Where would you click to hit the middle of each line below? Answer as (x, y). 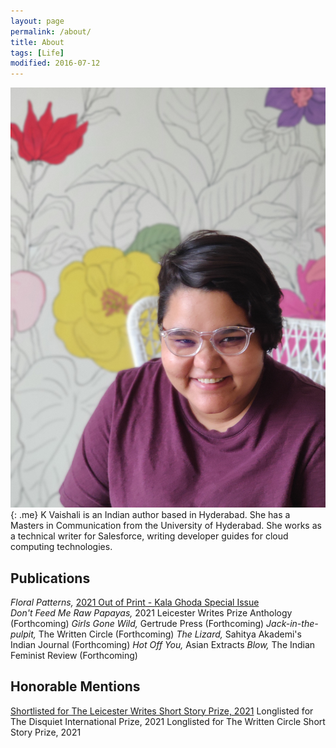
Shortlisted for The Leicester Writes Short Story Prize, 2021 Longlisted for (162, 711)
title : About (37, 42)
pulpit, (23, 634)
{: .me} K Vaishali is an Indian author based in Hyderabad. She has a (150, 515)
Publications (50, 578)
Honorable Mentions (75, 686)
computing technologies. (61, 547)
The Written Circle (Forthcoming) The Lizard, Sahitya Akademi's (170, 634)
